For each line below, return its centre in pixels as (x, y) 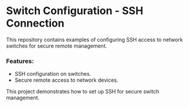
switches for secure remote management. (57, 46)
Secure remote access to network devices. (66, 80)
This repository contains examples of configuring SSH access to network (95, 39)
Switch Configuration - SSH (75, 11)
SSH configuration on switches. (53, 74)
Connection (35, 23)
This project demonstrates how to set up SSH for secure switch (83, 92)
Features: (20, 61)
